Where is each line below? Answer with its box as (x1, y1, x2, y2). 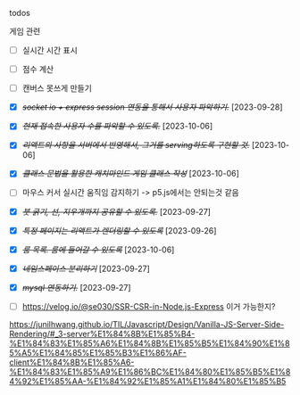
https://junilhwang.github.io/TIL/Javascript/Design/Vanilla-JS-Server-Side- (9, 318, 285, 329)
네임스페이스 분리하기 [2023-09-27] (21, 263, 150, 274)
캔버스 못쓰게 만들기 (21, 83, 92, 94)
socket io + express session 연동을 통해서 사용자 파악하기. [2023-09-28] (21, 102, 283, 112)
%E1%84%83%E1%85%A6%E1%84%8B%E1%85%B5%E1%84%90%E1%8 (9, 338, 290, 349)
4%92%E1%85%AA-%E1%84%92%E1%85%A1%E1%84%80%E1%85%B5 (9, 375, 287, 386)
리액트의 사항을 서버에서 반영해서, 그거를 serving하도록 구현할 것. (21, 140, 250, 151)
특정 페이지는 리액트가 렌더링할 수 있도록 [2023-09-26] (21, 225, 217, 235)
